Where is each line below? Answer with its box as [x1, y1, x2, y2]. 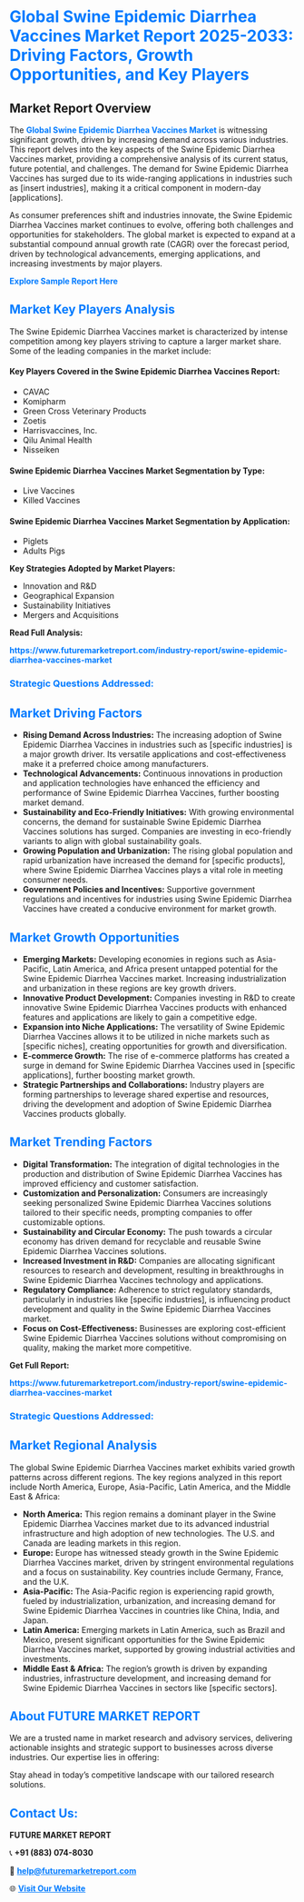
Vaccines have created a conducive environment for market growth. [22, 903, 277, 914]
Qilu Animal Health [22, 434, 93, 446]
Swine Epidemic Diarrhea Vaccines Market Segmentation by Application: [9, 515, 290, 526]
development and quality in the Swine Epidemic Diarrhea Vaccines [22, 1303, 271, 1314]
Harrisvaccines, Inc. [22, 425, 98, 436]
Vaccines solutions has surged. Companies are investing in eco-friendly [22, 826, 292, 837]
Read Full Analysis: [9, 627, 83, 638]
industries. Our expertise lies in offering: [9, 1752, 160, 1763]
